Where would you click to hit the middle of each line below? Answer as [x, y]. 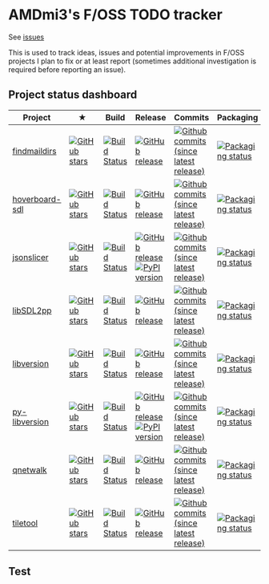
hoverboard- [37, 199]
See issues [26, 37]
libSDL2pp [32, 310]
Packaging [237, 117]
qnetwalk [30, 469]
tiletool [25, 523]
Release [151, 117]
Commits [192, 117]
